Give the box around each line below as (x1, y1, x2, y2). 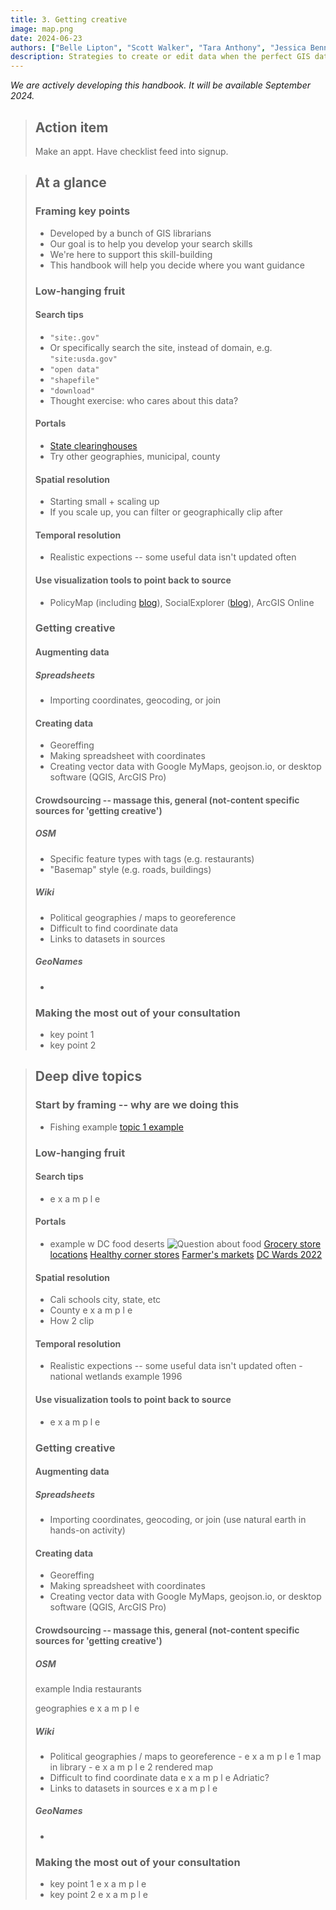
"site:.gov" (49, 332, 100, 343)
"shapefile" (49, 375, 100, 385)
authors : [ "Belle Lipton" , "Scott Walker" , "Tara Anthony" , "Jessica (10, 42, 307, 53)
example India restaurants (34, 1682, 142, 1695)
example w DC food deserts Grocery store (49, 1238, 322, 1250)
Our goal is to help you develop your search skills (49, 237, 253, 250)
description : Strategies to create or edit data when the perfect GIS (10, 52, 311, 62)
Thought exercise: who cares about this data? (49, 394, 239, 406)
